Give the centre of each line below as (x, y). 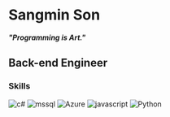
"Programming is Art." (47, 37)
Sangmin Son (54, 15)
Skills (20, 86)
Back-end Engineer (58, 63)
